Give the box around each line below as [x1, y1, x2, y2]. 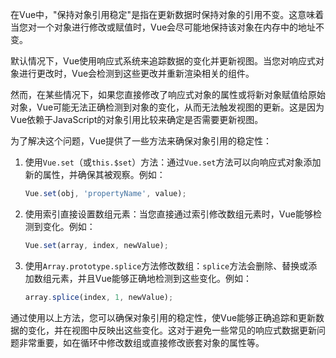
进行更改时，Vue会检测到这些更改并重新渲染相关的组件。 [18, 68, 255, 79]
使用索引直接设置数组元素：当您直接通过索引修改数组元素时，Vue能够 [24, 208, 313, 220]
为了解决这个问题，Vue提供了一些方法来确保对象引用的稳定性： [10, 135, 273, 147]
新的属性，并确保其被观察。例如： [24, 169, 166, 180]
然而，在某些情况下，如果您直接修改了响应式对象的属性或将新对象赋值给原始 [10, 89, 326, 100]
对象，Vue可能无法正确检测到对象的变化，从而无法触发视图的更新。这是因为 [10, 101, 325, 113]
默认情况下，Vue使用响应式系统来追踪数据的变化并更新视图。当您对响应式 [10, 55, 317, 67]
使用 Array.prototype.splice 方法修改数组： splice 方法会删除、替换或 [24, 259, 309, 272]
